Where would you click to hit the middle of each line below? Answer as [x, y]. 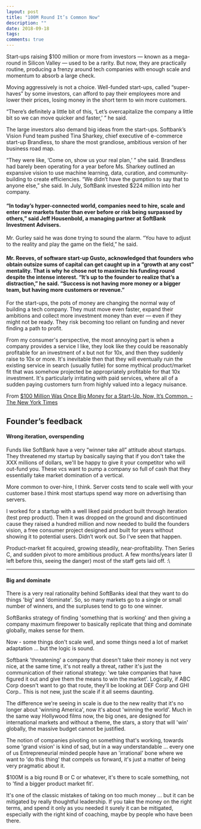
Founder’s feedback [44, 421]
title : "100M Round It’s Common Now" [53, 17]
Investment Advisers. [33, 224]
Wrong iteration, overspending [45, 437]
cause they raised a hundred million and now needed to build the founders [98, 524]
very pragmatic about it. [36, 766]
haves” [15, 94]
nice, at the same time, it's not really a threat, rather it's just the [84, 666]
